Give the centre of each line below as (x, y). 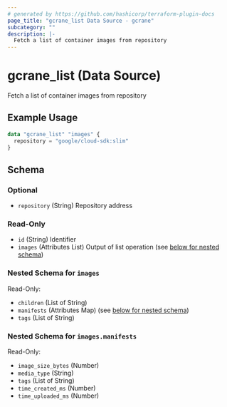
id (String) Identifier (47, 239)
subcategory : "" (31, 27)
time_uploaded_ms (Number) (58, 396)
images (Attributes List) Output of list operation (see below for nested (118, 247)
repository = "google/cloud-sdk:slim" (72, 141)
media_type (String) (46, 373)
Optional (22, 190)
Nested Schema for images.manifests (72, 336)
